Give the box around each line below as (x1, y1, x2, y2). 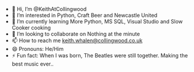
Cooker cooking (11, 24, 51, 31)
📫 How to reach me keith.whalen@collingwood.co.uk (11, 37, 143, 44)
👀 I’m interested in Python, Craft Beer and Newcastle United (11, 12, 158, 19)
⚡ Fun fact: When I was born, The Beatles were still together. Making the (11, 52, 188, 59)
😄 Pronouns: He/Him (11, 46, 64, 52)
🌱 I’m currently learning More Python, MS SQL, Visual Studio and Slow (11, 18, 183, 25)
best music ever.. (11, 60, 54, 67)
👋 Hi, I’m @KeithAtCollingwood (11, 6, 87, 12)
